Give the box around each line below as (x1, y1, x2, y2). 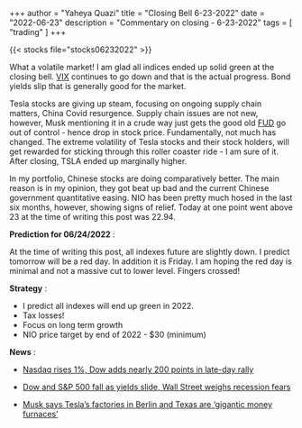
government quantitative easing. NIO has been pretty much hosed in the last (9, 193, 293, 203)
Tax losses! (22, 310, 65, 321)
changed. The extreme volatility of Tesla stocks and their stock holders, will (9, 137, 290, 147)
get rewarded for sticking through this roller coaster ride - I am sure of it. (9, 146, 279, 157)
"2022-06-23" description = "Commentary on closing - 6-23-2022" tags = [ (9, 17, 293, 28)
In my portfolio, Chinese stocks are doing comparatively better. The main (9, 173, 279, 184)
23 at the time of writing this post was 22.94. (9, 212, 176, 222)
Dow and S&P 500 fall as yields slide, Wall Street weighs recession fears (22, 382, 291, 392)
